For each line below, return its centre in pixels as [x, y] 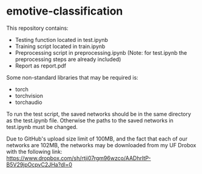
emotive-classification [65, 11]
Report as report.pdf [41, 66]
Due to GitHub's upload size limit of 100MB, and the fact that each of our [97, 139]
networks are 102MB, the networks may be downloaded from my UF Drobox [101, 145]
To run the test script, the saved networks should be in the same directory [99, 114]
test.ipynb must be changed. [42, 127]
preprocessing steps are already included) [68, 59]
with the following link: [34, 151]
